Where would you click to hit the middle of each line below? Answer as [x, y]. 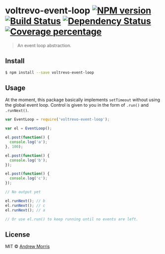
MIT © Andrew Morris [27, 247]
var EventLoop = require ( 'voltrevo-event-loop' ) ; [57, 120]
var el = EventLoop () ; [28, 128]
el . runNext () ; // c [25, 205]
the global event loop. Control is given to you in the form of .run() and [77, 105]
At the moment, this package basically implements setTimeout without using [82, 100]
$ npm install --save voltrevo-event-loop [50, 72]
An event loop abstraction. [44, 45]
